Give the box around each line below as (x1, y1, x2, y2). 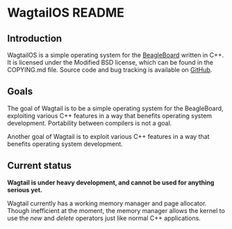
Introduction (7, 33, 63, 44)
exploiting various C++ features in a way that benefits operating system (7, 111, 213, 119)
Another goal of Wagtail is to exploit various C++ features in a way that (7, 132, 210, 140)
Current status (7, 160, 72, 171)
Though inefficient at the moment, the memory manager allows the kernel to (7, 206, 226, 214)
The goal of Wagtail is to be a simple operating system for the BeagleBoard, (7, 104, 224, 112)
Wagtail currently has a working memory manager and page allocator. (7, 199, 207, 207)
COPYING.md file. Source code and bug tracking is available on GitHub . (7, 66, 213, 74)
